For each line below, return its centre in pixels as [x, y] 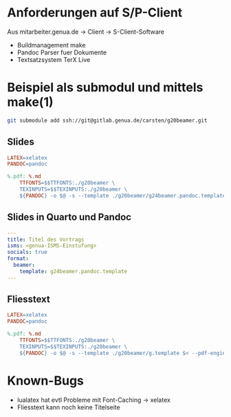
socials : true [27, 253]
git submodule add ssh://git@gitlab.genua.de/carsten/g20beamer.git [107, 120]
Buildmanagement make [51, 45]
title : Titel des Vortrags [46, 239]
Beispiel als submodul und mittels [105, 88]
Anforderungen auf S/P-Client [95, 13]
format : [18, 259]
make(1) [30, 102]
